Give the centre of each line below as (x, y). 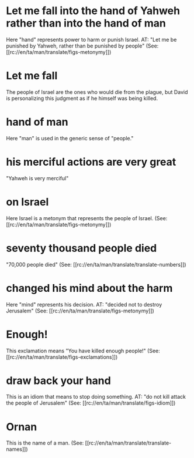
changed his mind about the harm (89, 288)
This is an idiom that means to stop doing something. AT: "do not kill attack (96, 397)
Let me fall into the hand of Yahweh (93, 11)
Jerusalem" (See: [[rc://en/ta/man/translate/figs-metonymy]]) (80, 311)
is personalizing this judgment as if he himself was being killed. (82, 98)
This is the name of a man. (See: (45, 443)
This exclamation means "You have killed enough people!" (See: (83, 351)
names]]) (17, 449)
